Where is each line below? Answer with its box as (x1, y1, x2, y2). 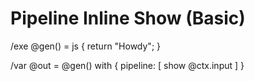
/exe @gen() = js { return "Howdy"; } (10, 40, 162, 52)
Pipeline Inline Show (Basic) (10, 7, 246, 30)
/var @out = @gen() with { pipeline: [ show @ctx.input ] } (10, 59, 245, 71)
